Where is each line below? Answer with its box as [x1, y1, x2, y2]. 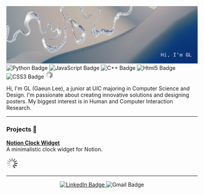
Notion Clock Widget [6, 139, 60, 146]
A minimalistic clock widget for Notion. [6, 145, 103, 153]
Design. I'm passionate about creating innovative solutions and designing [6, 91, 189, 99]
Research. [6, 104, 32, 112]
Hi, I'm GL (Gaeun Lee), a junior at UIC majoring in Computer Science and [6, 85, 190, 92]
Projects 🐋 [6, 125, 38, 134]
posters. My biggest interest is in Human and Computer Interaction [6, 98, 173, 105]
